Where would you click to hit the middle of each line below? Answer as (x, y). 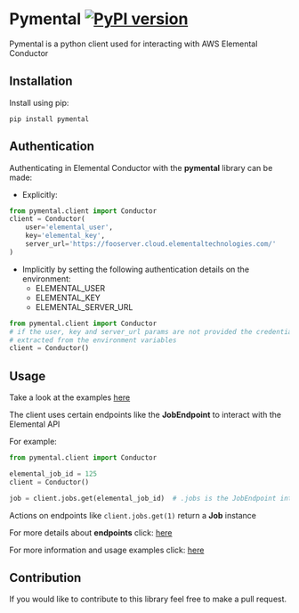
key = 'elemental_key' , (65, 236)
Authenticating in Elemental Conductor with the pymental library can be (141, 168)
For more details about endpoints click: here (91, 532)
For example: (33, 442)
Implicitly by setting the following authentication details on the (136, 269)
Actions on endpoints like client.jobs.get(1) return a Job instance (133, 515)
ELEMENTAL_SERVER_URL (84, 306)
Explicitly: (40, 194)
